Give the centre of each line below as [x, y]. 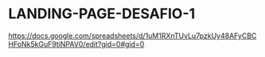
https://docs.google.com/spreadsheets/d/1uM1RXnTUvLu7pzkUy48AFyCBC [132, 36]
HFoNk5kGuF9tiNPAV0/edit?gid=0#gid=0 [76, 44]
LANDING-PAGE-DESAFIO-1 [102, 14]
